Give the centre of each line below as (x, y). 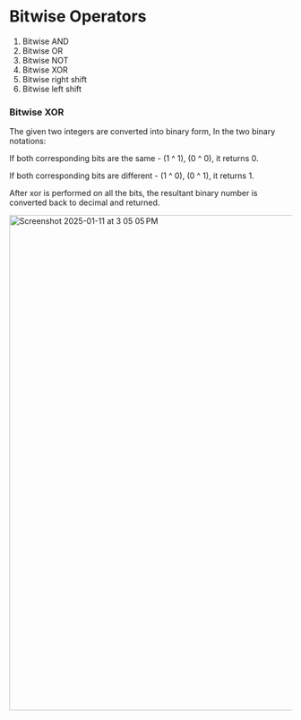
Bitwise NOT (45, 60)
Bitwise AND (45, 41)
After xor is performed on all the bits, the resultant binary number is (133, 193)
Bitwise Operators (78, 17)
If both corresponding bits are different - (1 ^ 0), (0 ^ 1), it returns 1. (132, 176)
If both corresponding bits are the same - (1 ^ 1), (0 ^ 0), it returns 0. (134, 159)
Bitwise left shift (52, 89)
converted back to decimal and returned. (85, 202)
